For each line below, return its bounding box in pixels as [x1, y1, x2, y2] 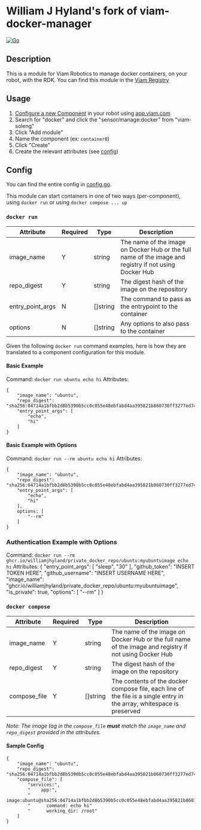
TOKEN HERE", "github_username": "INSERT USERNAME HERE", [6, 570, 165, 577]
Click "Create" [14, 141, 51, 148]
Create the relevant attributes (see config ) [14, 148, 118, 155]
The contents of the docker [111, 677, 188, 685]
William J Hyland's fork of [6, 4, 138, 18]
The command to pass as [120, 294, 191, 303]
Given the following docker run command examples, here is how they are [6, 342, 187, 349]
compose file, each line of [111, 684, 184, 692]
